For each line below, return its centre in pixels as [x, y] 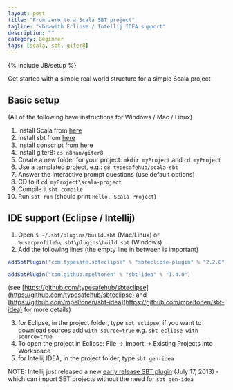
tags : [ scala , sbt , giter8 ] [48, 46]
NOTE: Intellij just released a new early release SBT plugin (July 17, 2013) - [113, 372]
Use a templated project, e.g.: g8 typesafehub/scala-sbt [98, 167]
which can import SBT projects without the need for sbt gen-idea [101, 379]
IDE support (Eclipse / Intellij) [72, 218]
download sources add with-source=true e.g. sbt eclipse [100, 330]
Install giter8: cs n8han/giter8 [60, 152]
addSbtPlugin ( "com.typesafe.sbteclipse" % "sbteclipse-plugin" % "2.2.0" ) [118, 262]
